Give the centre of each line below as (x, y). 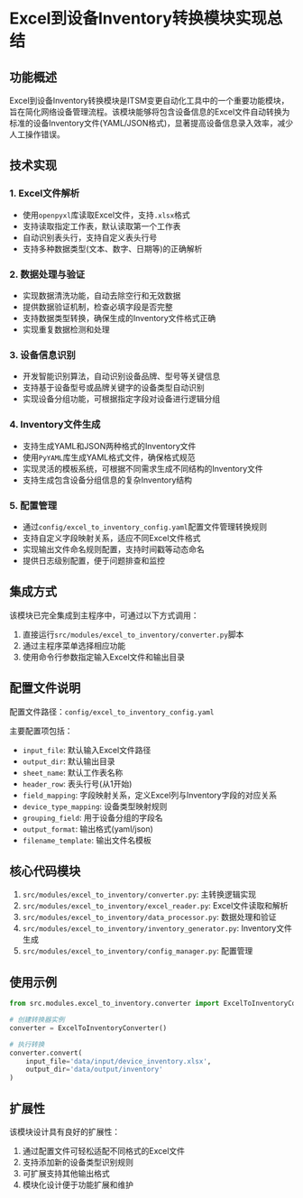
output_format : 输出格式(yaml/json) (87, 829)
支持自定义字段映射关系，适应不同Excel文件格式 (111, 538)
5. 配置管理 (33, 505)
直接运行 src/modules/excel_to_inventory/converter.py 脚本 (133, 634)
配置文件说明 (45, 688)
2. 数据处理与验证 (47, 274)
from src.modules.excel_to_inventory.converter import (115, 1004)
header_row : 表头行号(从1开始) (77, 783)
